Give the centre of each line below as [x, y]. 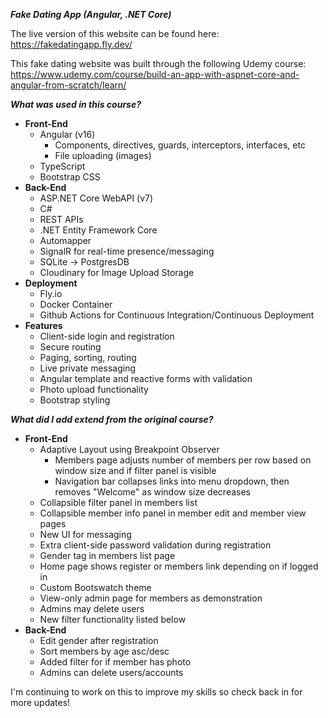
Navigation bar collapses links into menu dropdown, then [172, 481]
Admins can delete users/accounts [111, 672]
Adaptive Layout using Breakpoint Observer [129, 449]
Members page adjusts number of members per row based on [183, 460]
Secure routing [70, 347]
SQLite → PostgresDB [84, 262]
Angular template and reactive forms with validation [146, 378]
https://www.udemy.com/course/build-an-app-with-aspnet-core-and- [155, 74]
